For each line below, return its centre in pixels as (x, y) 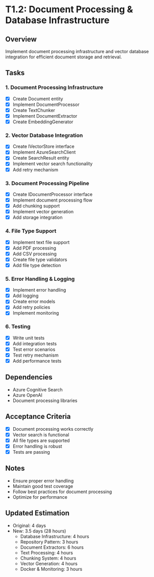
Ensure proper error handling (43, 481)
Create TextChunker (34, 110)
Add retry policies (31, 307)
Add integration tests (35, 343)
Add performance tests (37, 361)
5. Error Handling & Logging (40, 279)
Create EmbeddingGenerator (43, 122)
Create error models (34, 302)
